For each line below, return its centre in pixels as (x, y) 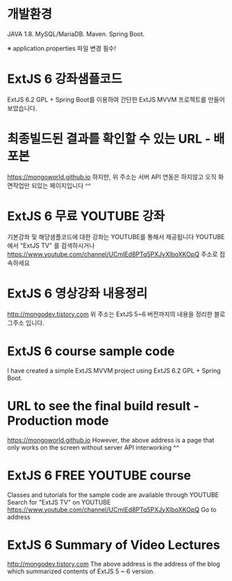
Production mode (58, 420)
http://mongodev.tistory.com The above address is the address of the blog (114, 564)
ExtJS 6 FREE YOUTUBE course (99, 475)
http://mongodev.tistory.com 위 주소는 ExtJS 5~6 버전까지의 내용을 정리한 (110, 314)
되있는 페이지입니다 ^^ (61, 186)
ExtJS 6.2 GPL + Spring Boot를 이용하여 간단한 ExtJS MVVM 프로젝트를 (107, 99)
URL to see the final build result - (103, 406)
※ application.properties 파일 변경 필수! (62, 48)
